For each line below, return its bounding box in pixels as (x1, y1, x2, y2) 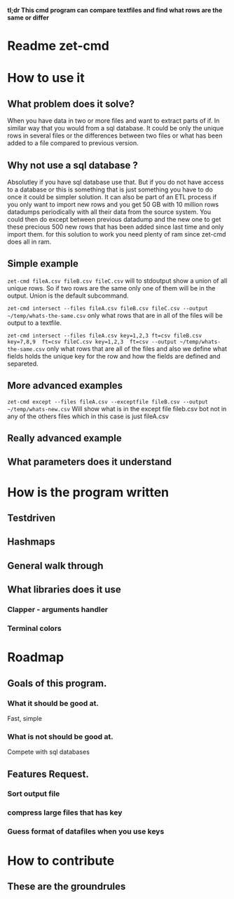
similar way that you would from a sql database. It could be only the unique (7, 124, 224, 133)
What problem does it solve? (7, 98, 135, 109)
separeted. (7, 359, 39, 368)
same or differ (7, 13, 49, 22)
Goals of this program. (7, 677, 107, 689)
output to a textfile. (7, 319, 62, 327)
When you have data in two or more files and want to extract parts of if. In (7, 116, 220, 125)
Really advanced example (7, 432, 123, 444)
